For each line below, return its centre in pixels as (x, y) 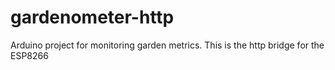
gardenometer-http (92, 17)
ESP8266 (29, 55)
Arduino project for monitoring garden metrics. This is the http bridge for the (167, 45)
